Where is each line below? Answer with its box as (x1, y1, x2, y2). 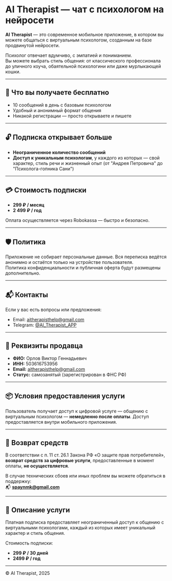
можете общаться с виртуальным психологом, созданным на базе (5, 37, 152, 43)
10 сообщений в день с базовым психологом (12, 101, 112, 108)
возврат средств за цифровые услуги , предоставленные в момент (5, 458, 155, 464)
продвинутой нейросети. (5, 42, 60, 48)
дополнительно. (5, 270, 40, 276)
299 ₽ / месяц (12, 202, 45, 208)
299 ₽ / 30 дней (12, 550, 49, 556)
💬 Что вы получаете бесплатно (5, 88, 109, 97)
